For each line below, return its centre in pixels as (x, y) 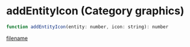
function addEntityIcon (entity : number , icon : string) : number (87, 27)
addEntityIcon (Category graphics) (95, 11)
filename (17, 38)
